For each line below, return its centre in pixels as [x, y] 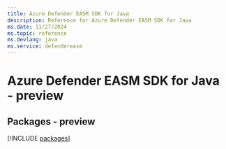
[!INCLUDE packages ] [39, 138]
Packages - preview [51, 121]
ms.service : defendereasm [45, 46]
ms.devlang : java [32, 40]
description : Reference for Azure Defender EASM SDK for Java [99, 20]
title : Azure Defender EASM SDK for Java [68, 14]
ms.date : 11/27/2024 [37, 27]
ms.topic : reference [37, 33]
